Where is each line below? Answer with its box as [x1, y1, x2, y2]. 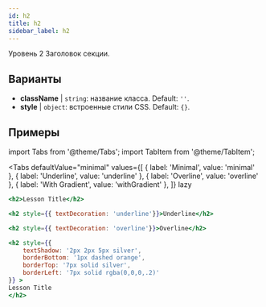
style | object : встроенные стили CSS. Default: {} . [19, 102, 190, 112]
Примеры [8, 126, 60, 139]
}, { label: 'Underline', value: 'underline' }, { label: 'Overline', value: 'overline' [8, 171, 259, 180]
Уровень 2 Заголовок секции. [8, 49, 110, 59]
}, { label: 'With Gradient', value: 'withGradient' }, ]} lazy [8, 180, 192, 189]
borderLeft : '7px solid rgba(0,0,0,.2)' [23, 269, 160, 277]
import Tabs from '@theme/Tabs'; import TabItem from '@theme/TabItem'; [8, 147, 256, 156]
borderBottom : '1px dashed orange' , [23, 254, 146, 262]
